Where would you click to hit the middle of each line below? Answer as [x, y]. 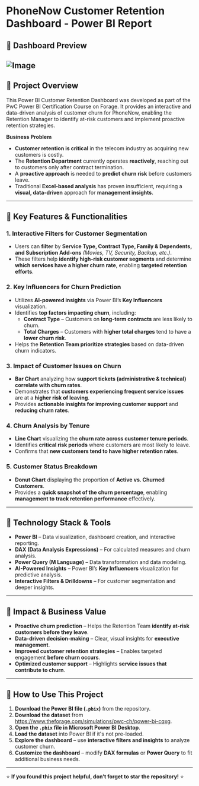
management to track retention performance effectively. [85, 498]
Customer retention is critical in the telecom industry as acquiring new [102, 148]
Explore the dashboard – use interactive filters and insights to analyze [102, 740]
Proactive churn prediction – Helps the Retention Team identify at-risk [102, 626]
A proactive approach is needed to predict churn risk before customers [103, 173]
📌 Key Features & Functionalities [67, 217]
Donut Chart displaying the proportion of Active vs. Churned [89, 480]
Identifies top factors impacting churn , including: [75, 312]
